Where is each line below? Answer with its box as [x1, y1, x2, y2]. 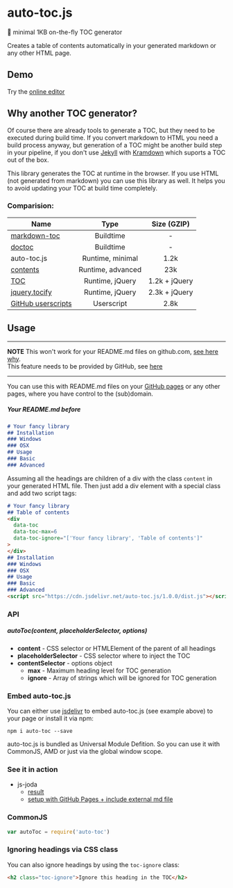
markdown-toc [10, 231, 60, 241]
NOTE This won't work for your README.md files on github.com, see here [7, 347, 218, 355]
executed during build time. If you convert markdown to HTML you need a [7, 134, 218, 142]
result [27, 788, 44, 796]
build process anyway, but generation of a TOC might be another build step [7, 140, 223, 149]
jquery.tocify [10, 287, 52, 297]
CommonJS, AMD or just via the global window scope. [7, 748, 163, 756]
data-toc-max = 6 [13, 528, 58, 535]
